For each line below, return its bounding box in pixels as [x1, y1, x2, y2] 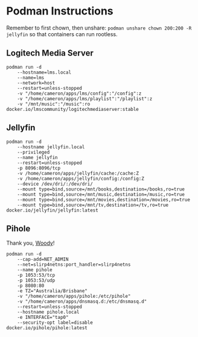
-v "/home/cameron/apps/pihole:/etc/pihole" [17, 294, 131, 300]
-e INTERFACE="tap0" [17, 315, 69, 321]
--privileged [17, 149, 50, 155]
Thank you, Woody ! [6, 239, 55, 247]
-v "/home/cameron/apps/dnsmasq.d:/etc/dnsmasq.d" [17, 298, 147, 305]
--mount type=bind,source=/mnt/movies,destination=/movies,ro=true [17, 197, 190, 203]
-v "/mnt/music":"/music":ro [17, 101, 91, 107]
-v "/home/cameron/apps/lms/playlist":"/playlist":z [17, 95, 153, 102]
